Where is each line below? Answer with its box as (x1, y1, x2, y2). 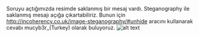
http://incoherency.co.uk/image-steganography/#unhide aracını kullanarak (6, 18, 194, 24)
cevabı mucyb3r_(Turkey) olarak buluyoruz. (6, 24, 116, 31)
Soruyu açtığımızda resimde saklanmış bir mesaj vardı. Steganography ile (6, 5, 190, 12)
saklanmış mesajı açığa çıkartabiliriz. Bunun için (6, 11, 126, 18)
